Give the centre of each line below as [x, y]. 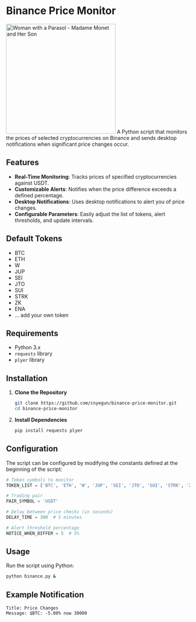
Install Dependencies [41, 419]
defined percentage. [39, 195]
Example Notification [45, 595]
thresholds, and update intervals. [54, 220]
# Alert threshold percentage [43, 528]
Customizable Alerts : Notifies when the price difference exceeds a [95, 189]
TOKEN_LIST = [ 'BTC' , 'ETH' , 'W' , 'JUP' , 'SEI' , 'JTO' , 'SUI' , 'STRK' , [95, 485]
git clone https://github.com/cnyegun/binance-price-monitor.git [95, 403]
